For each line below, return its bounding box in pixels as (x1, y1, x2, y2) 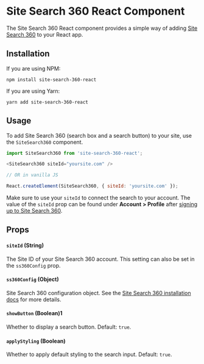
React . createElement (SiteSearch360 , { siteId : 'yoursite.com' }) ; (6, 183, 178, 190)
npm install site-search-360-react (6, 76, 97, 83)
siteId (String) (6, 242, 44, 249)
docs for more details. (6, 296, 62, 303)
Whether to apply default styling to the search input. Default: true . (6, 351, 172, 358)
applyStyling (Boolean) (6, 337, 66, 344)
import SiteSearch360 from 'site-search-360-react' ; (6, 150, 143, 156)
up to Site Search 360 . (6, 207, 63, 215)
